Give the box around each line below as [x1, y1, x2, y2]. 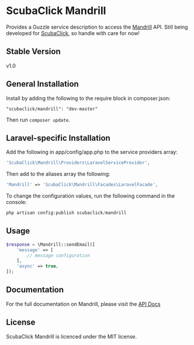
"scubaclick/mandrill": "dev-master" [6, 106, 98, 112]
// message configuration [27, 253, 91, 258]
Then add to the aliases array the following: [6, 171, 110, 178]
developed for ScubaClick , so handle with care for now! [6, 29, 140, 36]
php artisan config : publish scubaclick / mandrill [6, 210, 127, 216]
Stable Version [6, 47, 61, 57]
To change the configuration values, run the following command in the [6, 192, 175, 199]
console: [6, 199, 27, 206]
